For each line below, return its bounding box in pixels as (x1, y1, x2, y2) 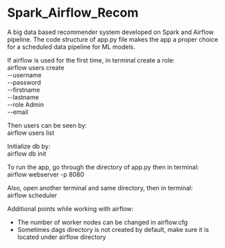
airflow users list (7, 129, 55, 137)
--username (7, 71, 42, 79)
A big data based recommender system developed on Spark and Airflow (7, 28, 214, 36)
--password (7, 78, 42, 86)
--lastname (7, 92, 40, 101)
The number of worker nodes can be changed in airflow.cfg (17, 217, 188, 226)
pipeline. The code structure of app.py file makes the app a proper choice (7, 35, 219, 43)
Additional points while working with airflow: (7, 204, 134, 213)
